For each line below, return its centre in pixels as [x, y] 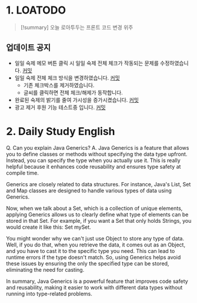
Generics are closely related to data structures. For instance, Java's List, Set [98, 184]
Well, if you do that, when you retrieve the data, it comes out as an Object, [96, 245]
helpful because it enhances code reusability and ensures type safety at [94, 166]
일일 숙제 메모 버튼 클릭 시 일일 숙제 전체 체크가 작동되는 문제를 [86, 63]
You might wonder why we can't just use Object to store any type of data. [95, 238]
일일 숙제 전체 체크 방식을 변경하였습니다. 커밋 [67, 78]
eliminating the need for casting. [45, 269]
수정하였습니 [174, 63]
